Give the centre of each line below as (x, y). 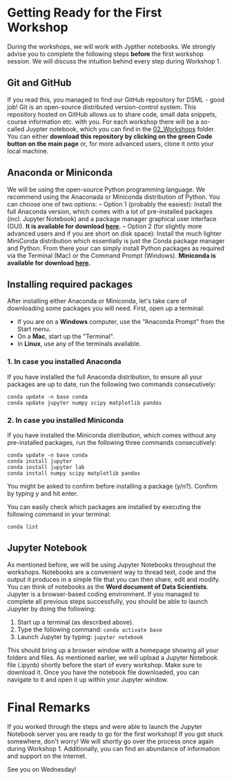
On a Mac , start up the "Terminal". (66, 336)
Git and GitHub (39, 83)
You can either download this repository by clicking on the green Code (110, 136)
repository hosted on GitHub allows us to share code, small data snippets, (112, 114)
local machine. (28, 151)
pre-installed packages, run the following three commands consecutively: (112, 442)
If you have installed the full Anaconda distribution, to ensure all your (105, 377)
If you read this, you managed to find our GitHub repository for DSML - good (116, 99)
